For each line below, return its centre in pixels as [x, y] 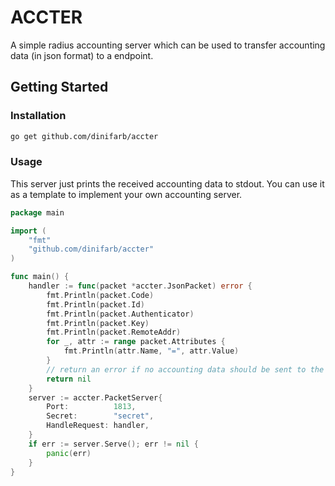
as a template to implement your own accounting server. [126, 194]
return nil [69, 379]
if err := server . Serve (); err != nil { [113, 444]
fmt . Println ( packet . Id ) [95, 304]
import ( [28, 231]
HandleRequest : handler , [98, 426]
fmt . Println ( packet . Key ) [98, 323]
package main [37, 212]
